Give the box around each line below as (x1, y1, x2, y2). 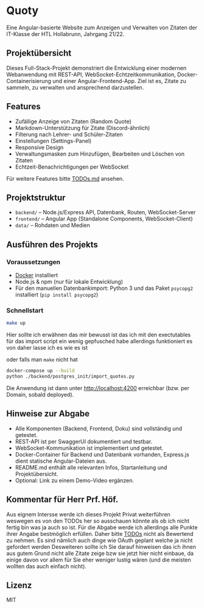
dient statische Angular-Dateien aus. (15, 457, 107, 465)
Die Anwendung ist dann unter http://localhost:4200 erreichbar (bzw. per (6, 384, 190, 391)
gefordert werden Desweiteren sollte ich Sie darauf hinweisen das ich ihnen (6, 543, 197, 550)
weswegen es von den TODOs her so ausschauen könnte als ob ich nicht (6, 517, 190, 524)
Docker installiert (15, 272, 58, 279)
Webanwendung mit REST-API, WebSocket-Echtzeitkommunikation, (6, 71, 177, 78)
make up (6, 320, 26, 327)
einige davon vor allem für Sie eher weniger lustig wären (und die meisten (6, 556, 192, 563)
